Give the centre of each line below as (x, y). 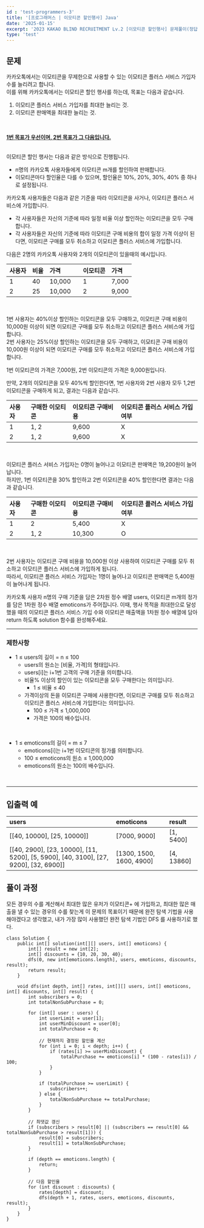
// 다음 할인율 (44, 1182)
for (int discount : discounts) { (72, 1187)
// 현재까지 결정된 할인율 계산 (72, 1041)
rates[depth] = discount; (71, 1192)
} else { (50, 1094)
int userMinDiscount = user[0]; (80, 1024)
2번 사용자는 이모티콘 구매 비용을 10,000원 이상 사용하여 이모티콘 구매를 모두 (97, 561)
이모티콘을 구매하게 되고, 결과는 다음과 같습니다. (63, 390)
